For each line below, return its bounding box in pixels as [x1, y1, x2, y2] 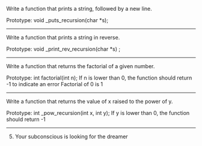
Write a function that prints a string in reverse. [6, 34, 120, 41]
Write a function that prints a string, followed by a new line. [6, 5, 152, 12]
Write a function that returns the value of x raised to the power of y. [6, 98, 173, 105]
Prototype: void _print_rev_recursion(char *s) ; [6, 45, 121, 53]
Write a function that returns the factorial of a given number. [6, 63, 155, 69]
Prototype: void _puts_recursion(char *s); [6, 17, 109, 23]
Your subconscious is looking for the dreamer [14, 133, 128, 140]
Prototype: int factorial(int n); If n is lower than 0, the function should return [6, 74, 192, 81]
